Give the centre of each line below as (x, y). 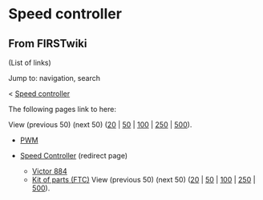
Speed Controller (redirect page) (74, 156)
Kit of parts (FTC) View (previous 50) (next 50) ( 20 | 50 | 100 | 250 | (144, 180)
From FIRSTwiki (48, 44)
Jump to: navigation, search (54, 78)
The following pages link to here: (62, 109)
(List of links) (30, 62)
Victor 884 (50, 171)
